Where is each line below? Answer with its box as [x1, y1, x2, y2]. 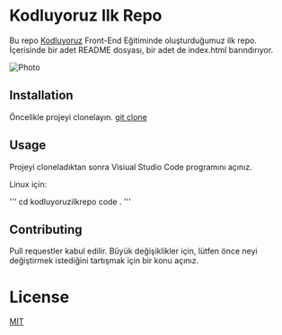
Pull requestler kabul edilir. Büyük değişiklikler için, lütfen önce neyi [9, 245, 258, 256]
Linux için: [9, 178, 48, 189]
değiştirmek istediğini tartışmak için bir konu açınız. [9, 255, 199, 266]
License [9, 287, 70, 307]
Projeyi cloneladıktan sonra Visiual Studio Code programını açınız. [9, 161, 253, 172]
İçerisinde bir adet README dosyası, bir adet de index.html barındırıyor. [9, 44, 274, 55]
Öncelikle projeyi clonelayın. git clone [9, 111, 148, 122]
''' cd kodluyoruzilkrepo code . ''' [9, 196, 132, 207]
